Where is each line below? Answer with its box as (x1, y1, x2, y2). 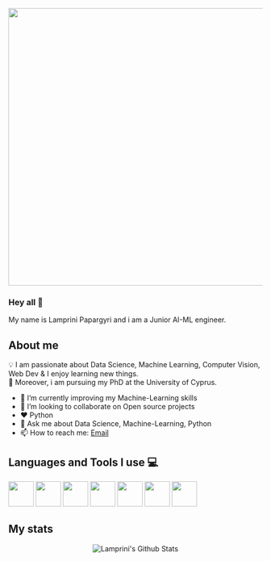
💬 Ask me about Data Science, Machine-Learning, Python (19, 419, 212, 429)
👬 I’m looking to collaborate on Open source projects (19, 402, 195, 412)
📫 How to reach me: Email (19, 428, 109, 437)
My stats (8, 522, 54, 536)
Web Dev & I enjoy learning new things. (8, 369, 139, 379)
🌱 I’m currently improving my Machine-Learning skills (19, 393, 198, 403)
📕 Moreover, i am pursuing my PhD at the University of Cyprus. (8, 378, 218, 387)
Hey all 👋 (8, 296, 44, 308)
